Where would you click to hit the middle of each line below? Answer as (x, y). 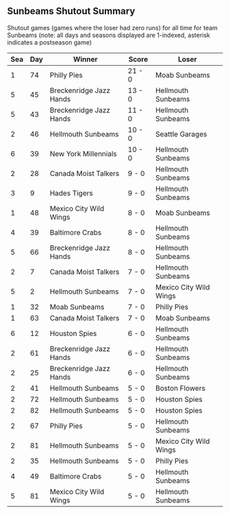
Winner (85, 59)
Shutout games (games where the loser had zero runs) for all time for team (112, 27)
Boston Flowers (180, 388)
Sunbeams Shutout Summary (71, 11)
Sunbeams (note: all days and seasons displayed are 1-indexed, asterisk (108, 35)
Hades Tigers (72, 193)
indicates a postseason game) (50, 42)
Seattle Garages (181, 134)
